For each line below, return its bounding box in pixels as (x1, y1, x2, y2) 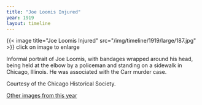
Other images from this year (6, 92, 77, 100)
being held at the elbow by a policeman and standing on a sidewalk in (6, 62, 182, 69)
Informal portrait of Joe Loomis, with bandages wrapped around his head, (6, 56, 193, 63)
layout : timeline (6, 20, 51, 26)
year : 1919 (6, 15, 34, 21)
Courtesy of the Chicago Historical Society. (6, 80, 116, 87)
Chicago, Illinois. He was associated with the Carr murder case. (6, 68, 167, 76)
